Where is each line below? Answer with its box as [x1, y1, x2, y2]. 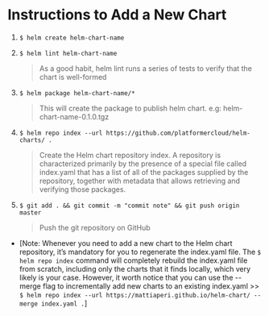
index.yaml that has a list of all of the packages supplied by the [39, 167, 249, 177]
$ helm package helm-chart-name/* [19, 89, 135, 98]
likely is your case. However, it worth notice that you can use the [19, 272, 234, 282]
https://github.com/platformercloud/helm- [106, 129, 250, 137]
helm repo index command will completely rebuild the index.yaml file [19, 256, 248, 265]
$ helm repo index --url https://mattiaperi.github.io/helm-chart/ [19, 291, 250, 299]
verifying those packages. [39, 184, 126, 194]
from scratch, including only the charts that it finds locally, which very [19, 264, 251, 273]
